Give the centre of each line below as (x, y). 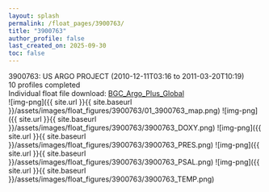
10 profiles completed (44, 85)
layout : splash (34, 16)
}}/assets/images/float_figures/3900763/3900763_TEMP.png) (111, 179)
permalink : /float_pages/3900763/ (67, 23)
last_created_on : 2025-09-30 (57, 46)
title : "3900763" (38, 31)
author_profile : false (46, 38)
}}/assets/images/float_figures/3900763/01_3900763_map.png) (114, 111)
